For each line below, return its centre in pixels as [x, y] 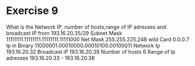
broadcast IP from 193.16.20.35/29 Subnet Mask [64, 33]
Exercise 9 [32, 11]
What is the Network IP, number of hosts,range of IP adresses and [86, 27]
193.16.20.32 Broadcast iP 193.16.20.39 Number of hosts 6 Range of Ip [91, 51]
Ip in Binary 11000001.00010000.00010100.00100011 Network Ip [83, 46]
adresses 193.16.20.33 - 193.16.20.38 [51, 58]
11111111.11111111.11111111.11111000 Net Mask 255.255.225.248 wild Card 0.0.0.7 [98, 39]
